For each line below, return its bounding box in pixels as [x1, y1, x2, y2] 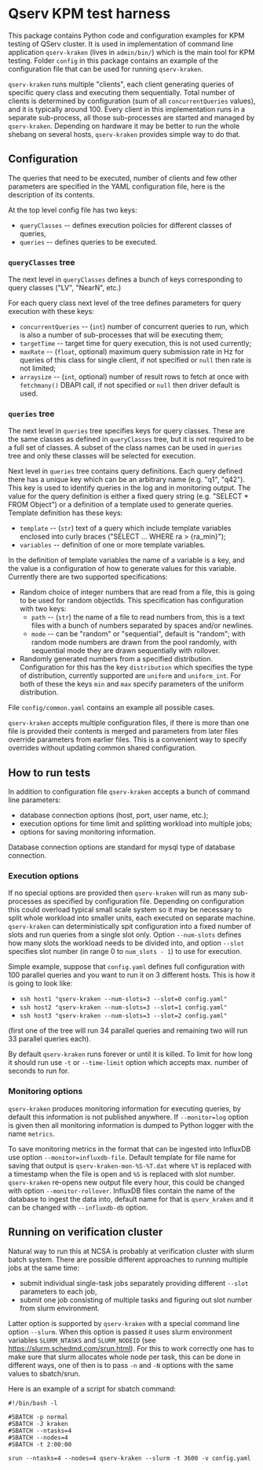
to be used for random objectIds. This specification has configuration [19, 595, 244, 606]
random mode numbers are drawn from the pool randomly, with [31, 638, 237, 647]
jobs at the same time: [8, 1263, 80, 1273]
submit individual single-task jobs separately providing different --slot [19, 1278, 249, 1288]
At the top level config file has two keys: [8, 205, 137, 215]
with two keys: [19, 604, 67, 613]
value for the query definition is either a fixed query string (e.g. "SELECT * [8, 492, 249, 501]
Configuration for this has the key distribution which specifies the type [19, 662, 254, 672]
